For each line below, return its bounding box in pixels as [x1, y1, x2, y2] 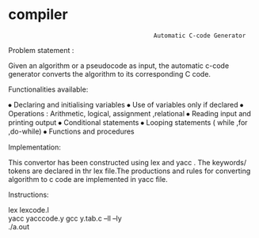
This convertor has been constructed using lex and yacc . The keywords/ [8, 157, 247, 167]
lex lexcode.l [8, 205, 49, 214]
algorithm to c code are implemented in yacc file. [8, 174, 168, 183]
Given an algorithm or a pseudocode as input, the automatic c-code [8, 61, 230, 70]
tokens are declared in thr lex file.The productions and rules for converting [8, 166, 251, 176]
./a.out [8, 221, 30, 231]
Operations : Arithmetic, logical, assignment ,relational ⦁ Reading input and [8, 108, 252, 118]
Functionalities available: [8, 85, 89, 94]
